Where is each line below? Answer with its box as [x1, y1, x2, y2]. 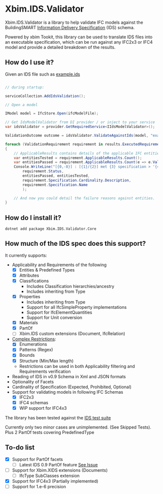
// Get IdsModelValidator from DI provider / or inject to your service [5, 120, 155, 125]
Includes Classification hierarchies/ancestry [26, 284, 114, 289]
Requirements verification [19, 368, 71, 374]
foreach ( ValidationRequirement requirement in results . [5, 142, 123, 146]
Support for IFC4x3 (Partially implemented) [12, 478, 98, 484]
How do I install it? [5, 213, 62, 222]
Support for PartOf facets [12, 456, 63, 462]
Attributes [19, 272, 39, 278]
